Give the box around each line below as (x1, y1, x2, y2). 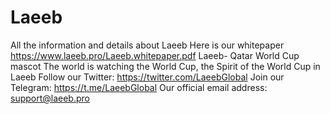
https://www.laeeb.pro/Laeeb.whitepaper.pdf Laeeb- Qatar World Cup (10, 49, 300, 61)
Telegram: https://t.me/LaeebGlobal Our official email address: (10, 81, 268, 93)
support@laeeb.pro (10, 92, 90, 104)
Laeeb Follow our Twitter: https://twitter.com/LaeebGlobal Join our (10, 71, 285, 83)
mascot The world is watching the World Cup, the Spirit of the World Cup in (10, 60, 321, 72)
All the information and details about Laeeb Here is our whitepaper (10, 39, 285, 51)
